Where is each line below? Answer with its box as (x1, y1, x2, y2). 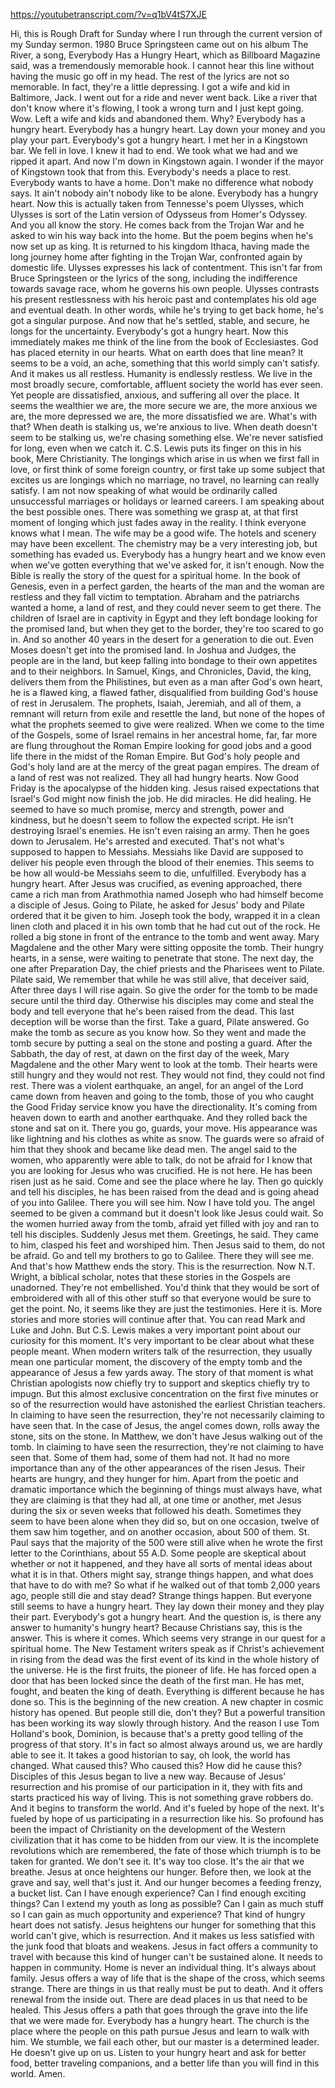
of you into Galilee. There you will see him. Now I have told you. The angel (10, 1197, 315, 1208)
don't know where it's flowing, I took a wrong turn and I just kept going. (10, 102, 304, 114)
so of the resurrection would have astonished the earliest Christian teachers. (10, 1399, 326, 1410)
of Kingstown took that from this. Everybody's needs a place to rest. (10, 166, 292, 178)
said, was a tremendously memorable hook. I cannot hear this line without (10, 60, 315, 71)
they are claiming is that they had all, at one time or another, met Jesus (10, 1494, 302, 1506)
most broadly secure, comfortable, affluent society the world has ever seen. (10, 379, 323, 390)
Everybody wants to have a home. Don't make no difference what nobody (10, 177, 314, 188)
